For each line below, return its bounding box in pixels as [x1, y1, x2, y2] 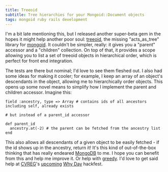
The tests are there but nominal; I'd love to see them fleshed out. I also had [5, 68, 162, 74]
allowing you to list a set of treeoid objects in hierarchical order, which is [5, 52, 157, 59]
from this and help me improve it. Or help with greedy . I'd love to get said [5, 156, 158, 162]
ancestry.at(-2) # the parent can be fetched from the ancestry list [10, 126, 160, 131]
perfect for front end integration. [5, 58, 74, 64]
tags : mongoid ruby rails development [5, 17, 88, 22]
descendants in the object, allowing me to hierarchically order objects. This [5, 78, 163, 84]
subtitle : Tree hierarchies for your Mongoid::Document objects [5, 12, 145, 17]
